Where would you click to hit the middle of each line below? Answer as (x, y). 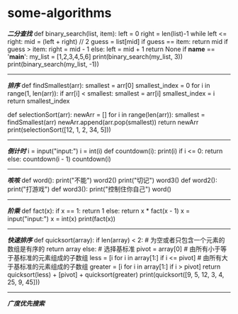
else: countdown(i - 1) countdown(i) (59, 159)
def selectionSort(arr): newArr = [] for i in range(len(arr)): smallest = (106, 114)
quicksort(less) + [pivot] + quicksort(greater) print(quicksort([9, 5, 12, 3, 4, (116, 274)
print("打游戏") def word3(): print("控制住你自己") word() (90, 189)
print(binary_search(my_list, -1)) (53, 64)
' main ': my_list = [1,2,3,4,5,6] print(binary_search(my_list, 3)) (95, 56)
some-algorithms (59, 13)
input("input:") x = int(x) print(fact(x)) (61, 218)
